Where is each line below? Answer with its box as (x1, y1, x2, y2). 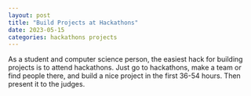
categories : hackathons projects (8, 33, 118, 41)
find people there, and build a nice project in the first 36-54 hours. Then (8, 71, 241, 80)
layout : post (8, 11, 51, 20)
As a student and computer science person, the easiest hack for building (8, 55, 243, 64)
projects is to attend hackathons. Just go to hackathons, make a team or (8, 63, 242, 73)
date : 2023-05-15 (8, 26, 65, 34)
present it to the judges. (8, 80, 85, 89)
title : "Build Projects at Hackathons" (8, 19, 139, 27)
